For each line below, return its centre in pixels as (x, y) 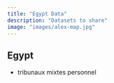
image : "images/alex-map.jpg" (51, 27)
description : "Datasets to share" (58, 20)
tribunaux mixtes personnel (57, 72)
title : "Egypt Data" (37, 14)
